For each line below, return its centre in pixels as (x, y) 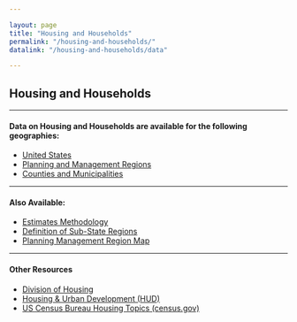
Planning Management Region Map (86, 241)
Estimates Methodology (65, 222)
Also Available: (38, 202)
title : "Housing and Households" (71, 33)
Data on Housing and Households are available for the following (128, 126)
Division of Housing (58, 289)
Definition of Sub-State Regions (80, 232)
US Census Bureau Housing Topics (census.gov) (111, 308)
